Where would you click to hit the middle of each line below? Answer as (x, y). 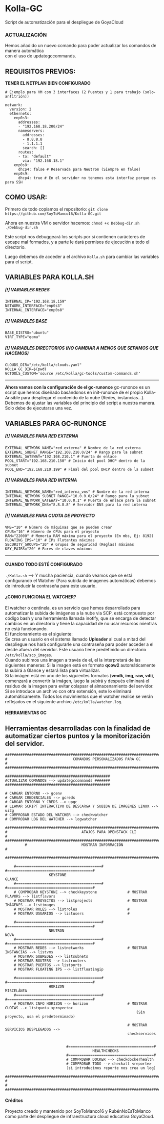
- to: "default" (34, 157)
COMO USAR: (26, 197)
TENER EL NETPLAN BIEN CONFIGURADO (48, 83)
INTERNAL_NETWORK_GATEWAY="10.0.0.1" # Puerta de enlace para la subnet (81, 501)
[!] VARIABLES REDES (27, 289)
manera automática (24, 51)
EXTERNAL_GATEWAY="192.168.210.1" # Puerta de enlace (61, 457)
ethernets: (20, 114)
